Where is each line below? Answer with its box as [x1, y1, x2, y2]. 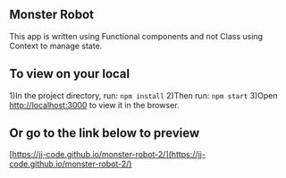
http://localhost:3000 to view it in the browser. [9, 99, 181, 110]
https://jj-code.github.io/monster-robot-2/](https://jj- [12, 149, 206, 160]
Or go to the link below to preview [9, 125, 200, 141]
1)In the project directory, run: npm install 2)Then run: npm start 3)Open [9, 89, 278, 101]
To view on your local [9, 66, 130, 81]
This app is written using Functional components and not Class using [9, 30, 264, 41]
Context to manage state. [9, 40, 103, 51]
